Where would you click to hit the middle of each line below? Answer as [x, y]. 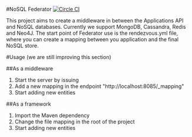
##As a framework [29, 104]
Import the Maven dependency [52, 115]
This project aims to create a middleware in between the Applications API [95, 20]
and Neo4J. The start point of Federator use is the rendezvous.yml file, [92, 33]
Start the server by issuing [47, 80]
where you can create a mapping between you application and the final [92, 39]
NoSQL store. [22, 45]
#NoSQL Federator [29, 9]
